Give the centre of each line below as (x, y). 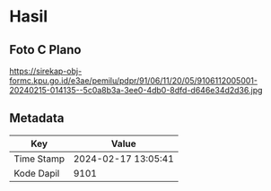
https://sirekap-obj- (46, 71)
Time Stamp (39, 159)
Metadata (37, 118)
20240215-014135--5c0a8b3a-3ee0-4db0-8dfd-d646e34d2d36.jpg (136, 90)
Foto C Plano (45, 50)
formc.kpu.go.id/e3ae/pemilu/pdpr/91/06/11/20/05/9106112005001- (134, 81)
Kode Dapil (37, 173)
